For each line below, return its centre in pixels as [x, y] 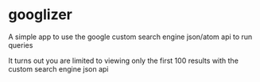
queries [21, 45]
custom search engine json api [58, 68]
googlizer [41, 15]
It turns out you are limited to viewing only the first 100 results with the [123, 61]
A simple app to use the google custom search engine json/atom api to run [130, 37]
